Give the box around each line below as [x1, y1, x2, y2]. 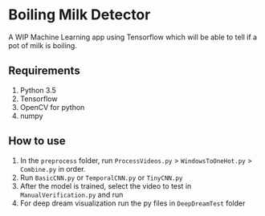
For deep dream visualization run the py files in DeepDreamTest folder [19, 198, 246, 208]
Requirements [8, 64, 80, 78]
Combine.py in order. [19, 164, 86, 173]
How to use [8, 134, 66, 148]
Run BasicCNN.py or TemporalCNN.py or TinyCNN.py [19, 173, 183, 182]
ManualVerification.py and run [19, 190, 124, 199]
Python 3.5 [19, 85, 56, 95]
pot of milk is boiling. [8, 40, 78, 50]
